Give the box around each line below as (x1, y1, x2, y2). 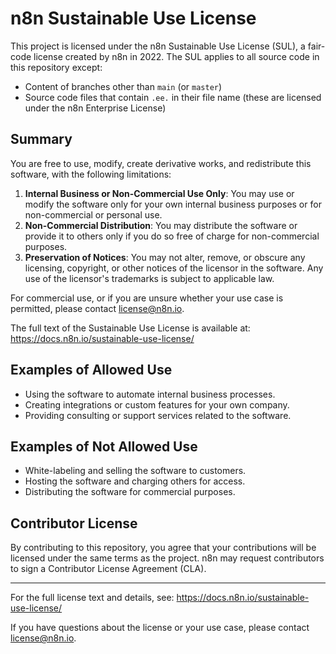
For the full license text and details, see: (10, 592, 175, 604)
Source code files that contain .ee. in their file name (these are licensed (24, 91, 322, 103)
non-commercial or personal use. (24, 208, 163, 221)
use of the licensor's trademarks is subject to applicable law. (24, 272, 275, 284)
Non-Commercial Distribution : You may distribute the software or (24, 219, 298, 231)
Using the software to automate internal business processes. (24, 388, 276, 400)
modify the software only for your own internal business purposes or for (24, 198, 322, 210)
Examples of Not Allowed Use (10, 438, 198, 455)
